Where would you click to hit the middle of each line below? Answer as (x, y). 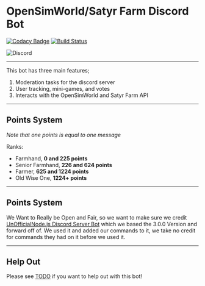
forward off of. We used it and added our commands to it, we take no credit (101, 231)
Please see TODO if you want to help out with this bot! (74, 276)
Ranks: (15, 146)
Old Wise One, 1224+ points (51, 177)
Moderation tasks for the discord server (65, 82)
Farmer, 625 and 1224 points (52, 171)
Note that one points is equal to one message (63, 135)
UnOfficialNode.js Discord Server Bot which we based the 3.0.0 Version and (102, 224)
